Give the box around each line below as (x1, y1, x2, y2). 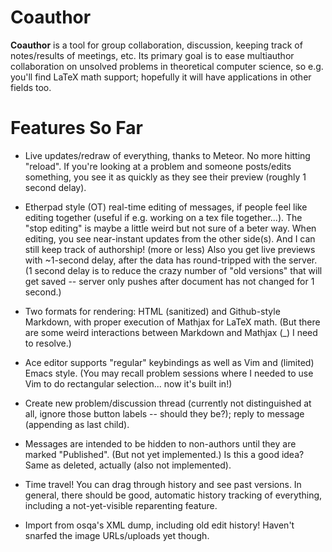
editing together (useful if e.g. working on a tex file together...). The (24, 211, 303, 223)
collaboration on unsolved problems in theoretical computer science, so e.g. (10, 60, 324, 72)
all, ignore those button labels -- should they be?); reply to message (24, 407, 305, 420)
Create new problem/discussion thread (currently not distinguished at (24, 397, 312, 409)
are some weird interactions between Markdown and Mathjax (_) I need (24, 326, 318, 338)
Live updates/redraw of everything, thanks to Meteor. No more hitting (24, 149, 311, 161)
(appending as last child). (24, 418, 130, 430)
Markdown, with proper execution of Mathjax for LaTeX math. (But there (24, 316, 321, 328)
